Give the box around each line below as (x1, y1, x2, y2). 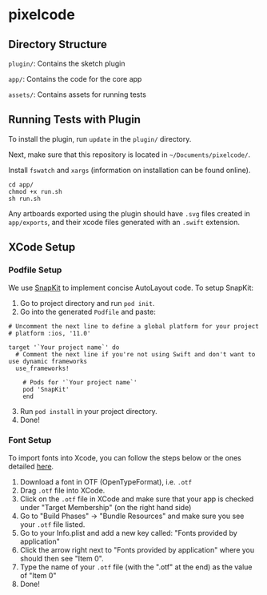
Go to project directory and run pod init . (19, 298, 155, 308)
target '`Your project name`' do (8, 343, 120, 352)
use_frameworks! (15, 364, 70, 372)
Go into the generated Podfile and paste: (19, 307, 156, 316)
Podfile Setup (8, 264, 62, 275)
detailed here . (8, 461, 54, 471)
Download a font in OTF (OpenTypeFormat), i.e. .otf (19, 476, 193, 486)
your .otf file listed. (19, 519, 86, 529)
